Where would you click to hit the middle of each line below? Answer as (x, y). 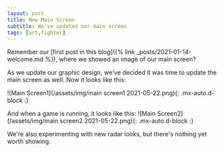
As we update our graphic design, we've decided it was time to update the (112, 73)
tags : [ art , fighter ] (37, 33)
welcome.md (25, 60)
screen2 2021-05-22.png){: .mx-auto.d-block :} (126, 121)
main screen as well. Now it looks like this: (67, 80)
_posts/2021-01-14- (164, 52)
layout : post (26, 13)
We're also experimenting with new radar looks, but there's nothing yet (107, 134)
